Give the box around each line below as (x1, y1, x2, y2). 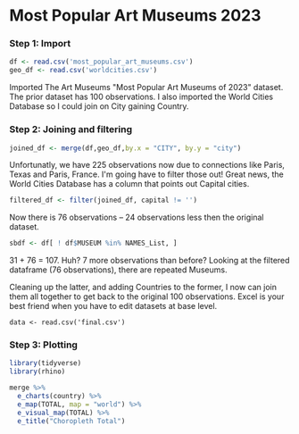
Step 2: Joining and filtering (9, 123, 133, 136)
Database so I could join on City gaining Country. (9, 101, 189, 112)
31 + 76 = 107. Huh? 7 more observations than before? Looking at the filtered (9, 255, 290, 266)
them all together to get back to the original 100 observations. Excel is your (9, 291, 285, 302)
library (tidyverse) (9, 359, 82, 368)
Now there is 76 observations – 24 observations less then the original (9, 212, 264, 223)
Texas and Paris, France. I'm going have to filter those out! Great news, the (9, 169, 284, 179)
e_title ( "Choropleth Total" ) (17, 416, 126, 425)
